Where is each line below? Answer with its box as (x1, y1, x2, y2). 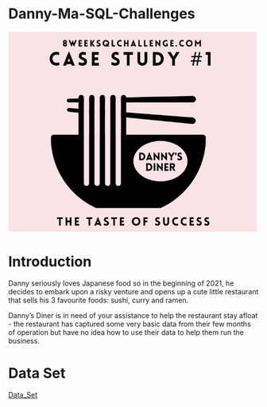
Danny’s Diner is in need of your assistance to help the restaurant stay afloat (8, 311, 258, 321)
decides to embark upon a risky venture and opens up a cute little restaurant (8, 287, 259, 297)
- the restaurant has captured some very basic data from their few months (8, 319, 252, 329)
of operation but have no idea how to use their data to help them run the (8, 328, 244, 337)
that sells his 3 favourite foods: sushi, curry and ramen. (8, 295, 189, 305)
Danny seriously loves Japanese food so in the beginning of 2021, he (8, 278, 234, 288)
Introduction (8, 252, 92, 271)
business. (8, 336, 40, 346)
